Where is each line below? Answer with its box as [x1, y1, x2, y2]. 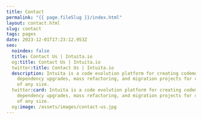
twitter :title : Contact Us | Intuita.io [11, 64, 114, 71]
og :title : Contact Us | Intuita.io [11, 59, 101, 65]
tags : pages [6, 31, 36, 37]
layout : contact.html [6, 20, 61, 26]
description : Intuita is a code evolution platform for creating [11, 70, 179, 76]
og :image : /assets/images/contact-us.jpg [11, 103, 117, 110]
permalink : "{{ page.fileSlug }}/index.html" [6, 14, 122, 20]
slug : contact [6, 25, 42, 32]
